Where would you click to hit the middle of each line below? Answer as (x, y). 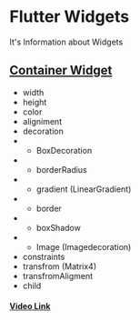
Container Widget (61, 70)
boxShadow (59, 227)
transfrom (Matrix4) (60, 266)
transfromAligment (58, 275)
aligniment (42, 121)
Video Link (30, 306)
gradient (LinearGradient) (84, 189)
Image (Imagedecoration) (84, 246)
